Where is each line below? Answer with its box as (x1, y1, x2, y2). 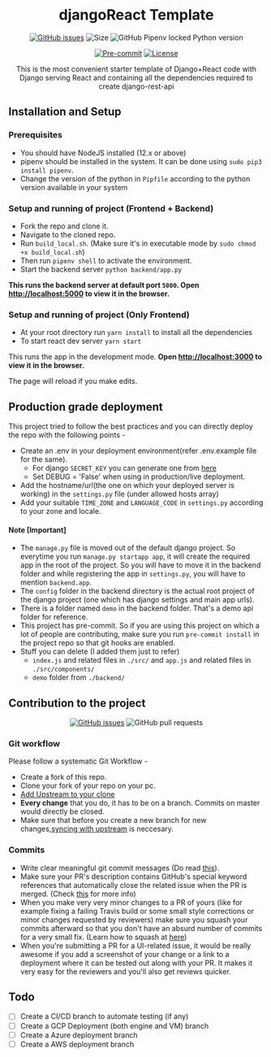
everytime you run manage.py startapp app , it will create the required (19, 551, 251, 562)
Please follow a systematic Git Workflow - (8, 756, 148, 766)
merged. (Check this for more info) (19, 889, 136, 898)
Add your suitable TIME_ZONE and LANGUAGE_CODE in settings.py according (19, 498, 264, 507)
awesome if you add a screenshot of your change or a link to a (19, 949, 230, 959)
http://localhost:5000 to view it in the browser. (8, 289, 170, 298)
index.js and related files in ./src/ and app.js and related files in (32, 655, 252, 665)
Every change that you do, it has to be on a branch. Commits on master (19, 798, 260, 808)
